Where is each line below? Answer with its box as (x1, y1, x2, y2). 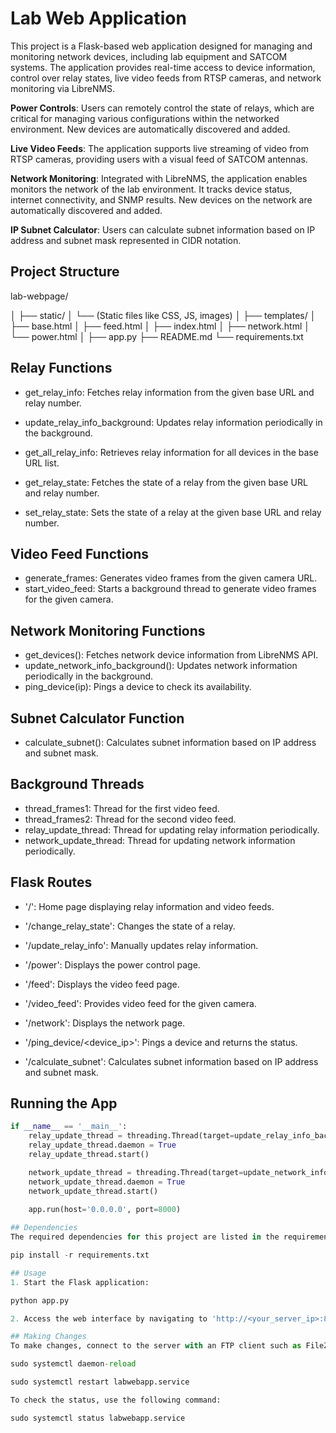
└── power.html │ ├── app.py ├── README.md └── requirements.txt (10, 330, 304, 342)
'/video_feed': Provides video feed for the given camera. (24, 997, 257, 1009)
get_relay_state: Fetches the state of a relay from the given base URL (24, 476, 308, 488)
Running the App (10, 1095, 118, 1112)
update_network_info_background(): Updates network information (24, 660, 298, 672)
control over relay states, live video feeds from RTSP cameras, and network (10, 72, 322, 84)
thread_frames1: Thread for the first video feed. (24, 802, 220, 814)
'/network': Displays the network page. (24, 1017, 186, 1029)
